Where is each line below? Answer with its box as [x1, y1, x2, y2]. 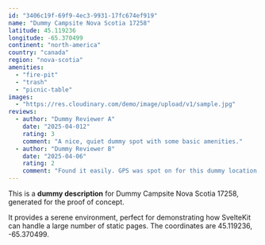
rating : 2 [22, 160, 56, 168]
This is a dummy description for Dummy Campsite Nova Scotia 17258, [8, 189, 240, 198]
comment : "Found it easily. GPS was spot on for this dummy [22, 167, 225, 175]
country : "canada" [8, 49, 69, 56]
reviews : [8, 108, 37, 116]
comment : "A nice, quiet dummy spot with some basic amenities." [22, 137, 244, 146]
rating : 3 [22, 130, 56, 138]
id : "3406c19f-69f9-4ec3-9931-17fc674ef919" [8, 11, 158, 20]
